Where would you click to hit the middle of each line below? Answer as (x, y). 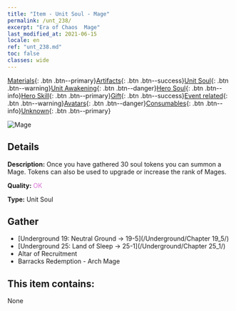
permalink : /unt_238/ (40, 21)
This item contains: (51, 284)
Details (23, 147)
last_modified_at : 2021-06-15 (52, 34)
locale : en (24, 41)
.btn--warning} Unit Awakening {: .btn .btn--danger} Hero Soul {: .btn (106, 88)
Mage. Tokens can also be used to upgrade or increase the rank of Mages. (117, 172)
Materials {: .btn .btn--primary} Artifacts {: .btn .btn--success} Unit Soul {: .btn (118, 80)
